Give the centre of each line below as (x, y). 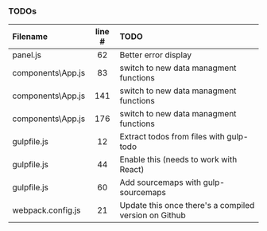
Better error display (156, 55)
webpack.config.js (46, 210)
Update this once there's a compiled (187, 206)
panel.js (27, 55)
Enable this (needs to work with (178, 159)
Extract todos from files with (172, 137)
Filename (30, 37)
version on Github (153, 215)
